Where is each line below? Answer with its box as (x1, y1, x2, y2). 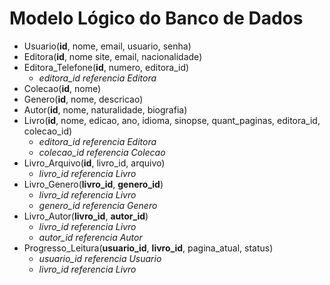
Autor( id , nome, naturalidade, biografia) (23, 103, 188, 116)
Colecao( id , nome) (23, 82, 102, 94)
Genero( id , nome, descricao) (23, 93, 144, 105)
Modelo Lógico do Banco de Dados (9, 7, 304, 30)
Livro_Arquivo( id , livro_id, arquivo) (23, 157, 166, 169)
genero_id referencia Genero (38, 199, 158, 211)
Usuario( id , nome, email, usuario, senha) (23, 40, 192, 52)
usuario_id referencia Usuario (38, 252, 162, 264)
